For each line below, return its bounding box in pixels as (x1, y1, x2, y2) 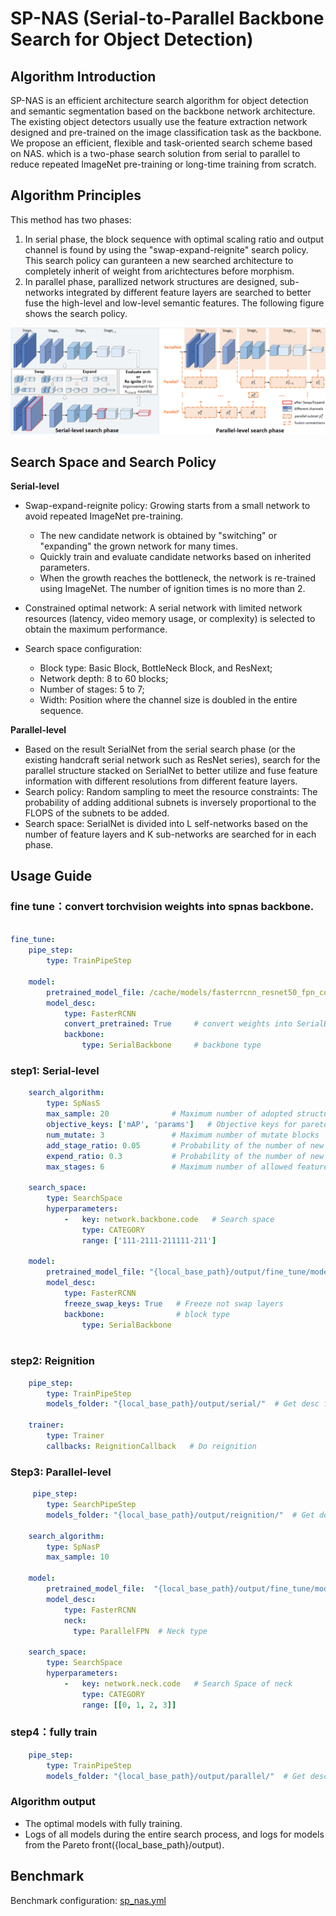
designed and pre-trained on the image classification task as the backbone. (10, 127, 322, 138)
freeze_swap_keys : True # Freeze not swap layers (63, 1298, 284, 1309)
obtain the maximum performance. (24, 623, 168, 635)
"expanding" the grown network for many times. (39, 540, 239, 552)
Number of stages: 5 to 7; (39, 683, 145, 695)
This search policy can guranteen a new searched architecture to (24, 254, 294, 266)
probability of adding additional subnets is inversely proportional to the (24, 796, 317, 808)
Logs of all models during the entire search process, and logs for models (24, 1828, 325, 1840)
